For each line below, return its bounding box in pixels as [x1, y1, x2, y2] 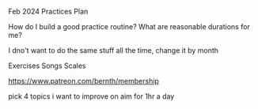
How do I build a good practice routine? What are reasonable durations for [8, 22, 251, 31]
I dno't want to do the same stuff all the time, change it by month [8, 46, 219, 54]
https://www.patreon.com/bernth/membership [8, 77, 160, 85]
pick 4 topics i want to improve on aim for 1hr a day [8, 92, 175, 101]
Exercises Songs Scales [8, 61, 86, 70]
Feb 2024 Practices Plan [8, 7, 89, 16]
